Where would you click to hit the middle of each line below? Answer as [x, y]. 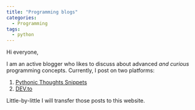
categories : [21, 18]
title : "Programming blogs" [42, 12]
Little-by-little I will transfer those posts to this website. [76, 101]
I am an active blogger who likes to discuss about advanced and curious [98, 64]
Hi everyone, [22, 52]
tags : [13, 29]
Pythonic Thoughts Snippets [51, 82]
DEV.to [24, 89]
